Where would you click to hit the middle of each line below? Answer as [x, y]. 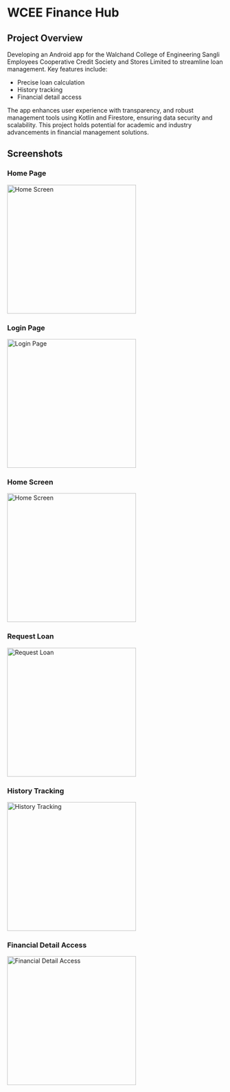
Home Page [27, 173]
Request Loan [31, 636]
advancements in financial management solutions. [78, 132]
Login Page [26, 328]
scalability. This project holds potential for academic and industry [100, 125]
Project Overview [45, 38]
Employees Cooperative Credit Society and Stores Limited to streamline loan [115, 62]
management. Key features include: [57, 69]
